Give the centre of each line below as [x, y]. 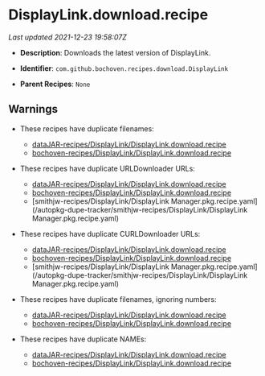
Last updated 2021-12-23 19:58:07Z [67, 37]
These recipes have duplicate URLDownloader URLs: [107, 168]
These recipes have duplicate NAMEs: [83, 339]
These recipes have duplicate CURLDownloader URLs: [110, 233]
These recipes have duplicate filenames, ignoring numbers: [118, 299]
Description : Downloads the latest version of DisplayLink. [115, 52]
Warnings [33, 109]
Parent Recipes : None [55, 84]
